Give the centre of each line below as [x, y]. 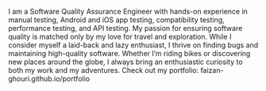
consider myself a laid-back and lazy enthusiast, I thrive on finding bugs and [133, 45]
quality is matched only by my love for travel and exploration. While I [120, 36]
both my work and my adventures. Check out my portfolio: [104, 70]
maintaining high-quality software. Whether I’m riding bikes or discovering [129, 53]
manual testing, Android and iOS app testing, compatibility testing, [116, 20]
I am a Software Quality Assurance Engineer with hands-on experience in [128, 11]
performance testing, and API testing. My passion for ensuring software [125, 28]
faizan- [212, 70]
